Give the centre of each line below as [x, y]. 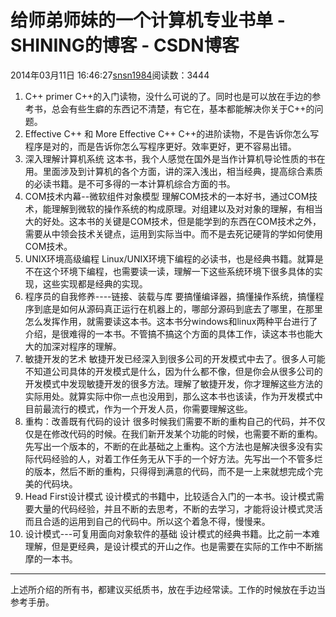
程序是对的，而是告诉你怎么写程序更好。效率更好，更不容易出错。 [160, 146]
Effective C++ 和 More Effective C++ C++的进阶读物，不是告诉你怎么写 [172, 133]
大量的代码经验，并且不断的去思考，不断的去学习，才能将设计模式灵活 [178, 508]
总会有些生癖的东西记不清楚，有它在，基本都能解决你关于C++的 [183, 108]
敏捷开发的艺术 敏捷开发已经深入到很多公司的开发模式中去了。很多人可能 [175, 358]
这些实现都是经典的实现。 [95, 283]
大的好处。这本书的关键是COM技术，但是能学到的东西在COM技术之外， [173, 221]
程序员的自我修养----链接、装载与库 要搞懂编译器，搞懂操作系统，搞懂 [170, 296]
